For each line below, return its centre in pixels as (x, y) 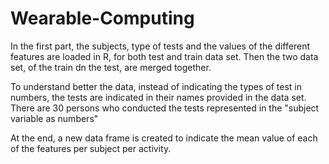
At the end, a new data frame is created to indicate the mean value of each (164, 138)
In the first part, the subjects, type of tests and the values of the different (160, 46)
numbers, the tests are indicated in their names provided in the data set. (158, 97)
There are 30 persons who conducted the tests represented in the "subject (165, 108)
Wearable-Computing (102, 18)
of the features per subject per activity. (91, 148)
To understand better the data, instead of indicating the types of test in (156, 86)
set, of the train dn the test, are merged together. (111, 67)
